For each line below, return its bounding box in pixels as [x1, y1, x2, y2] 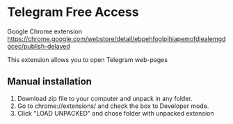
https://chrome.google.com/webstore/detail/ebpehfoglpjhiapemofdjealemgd [7, 34, 226, 42]
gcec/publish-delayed [7, 42, 71, 50]
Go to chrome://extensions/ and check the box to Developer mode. [17, 102, 209, 110]
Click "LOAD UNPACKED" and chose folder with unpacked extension [17, 109, 214, 117]
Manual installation [7, 76, 93, 88]
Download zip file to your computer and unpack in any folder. [17, 94, 193, 102]
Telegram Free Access [7, 4, 139, 20]
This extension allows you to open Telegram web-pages [7, 55, 168, 63]
